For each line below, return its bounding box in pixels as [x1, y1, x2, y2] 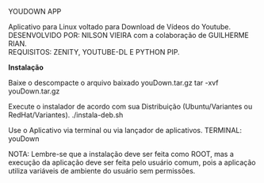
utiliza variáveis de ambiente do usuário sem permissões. [8, 166, 196, 175]
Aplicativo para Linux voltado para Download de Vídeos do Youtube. [8, 22, 231, 31]
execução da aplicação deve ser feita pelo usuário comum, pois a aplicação [8, 158, 256, 167]
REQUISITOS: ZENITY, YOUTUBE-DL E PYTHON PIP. [8, 48, 180, 56]
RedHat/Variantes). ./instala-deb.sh [8, 110, 124, 120]
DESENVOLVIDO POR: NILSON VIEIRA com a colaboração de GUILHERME [8, 31, 250, 40]
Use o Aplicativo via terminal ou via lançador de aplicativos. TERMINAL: [8, 126, 243, 135]
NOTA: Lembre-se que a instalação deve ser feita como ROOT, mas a [8, 150, 234, 158]
